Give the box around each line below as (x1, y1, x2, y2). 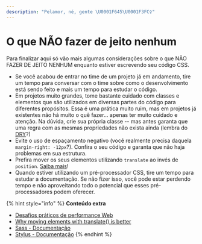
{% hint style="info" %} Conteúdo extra (6, 199, 106, 207)
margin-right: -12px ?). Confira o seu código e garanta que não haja (14, 143, 185, 151)
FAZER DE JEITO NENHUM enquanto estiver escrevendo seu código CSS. (6, 61, 189, 68)
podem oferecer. (54, 188, 95, 195)
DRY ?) (14, 130, 31, 137)
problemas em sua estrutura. (14, 149, 87, 157)
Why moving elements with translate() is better (14, 217, 131, 225)
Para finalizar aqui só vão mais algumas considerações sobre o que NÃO (6, 55, 187, 62)
